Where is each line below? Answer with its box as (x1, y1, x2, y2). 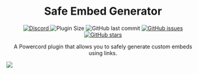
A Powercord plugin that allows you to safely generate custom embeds (13, 43, 192, 50)
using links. (88, 49, 118, 56)
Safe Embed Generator (44, 4, 162, 18)
